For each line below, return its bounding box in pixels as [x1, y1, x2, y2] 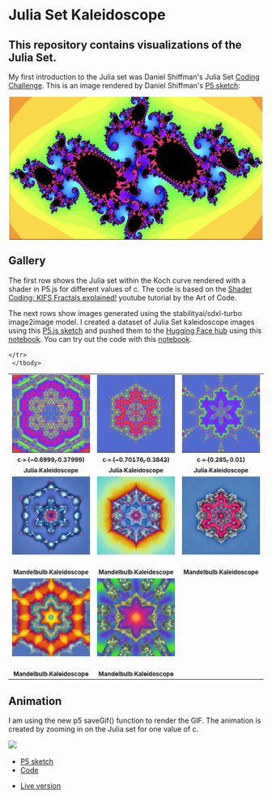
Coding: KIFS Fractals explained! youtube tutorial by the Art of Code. [8, 292, 237, 302]
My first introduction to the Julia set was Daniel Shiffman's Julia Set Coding [8, 72, 261, 82]
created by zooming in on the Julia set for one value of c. [8, 724, 199, 734]
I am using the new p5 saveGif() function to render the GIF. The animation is [8, 715, 261, 726]
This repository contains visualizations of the [8, 38, 242, 52]
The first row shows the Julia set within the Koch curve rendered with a [8, 275, 246, 285]
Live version [19, 781, 62, 791]
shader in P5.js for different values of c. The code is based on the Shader [8, 284, 253, 293]
